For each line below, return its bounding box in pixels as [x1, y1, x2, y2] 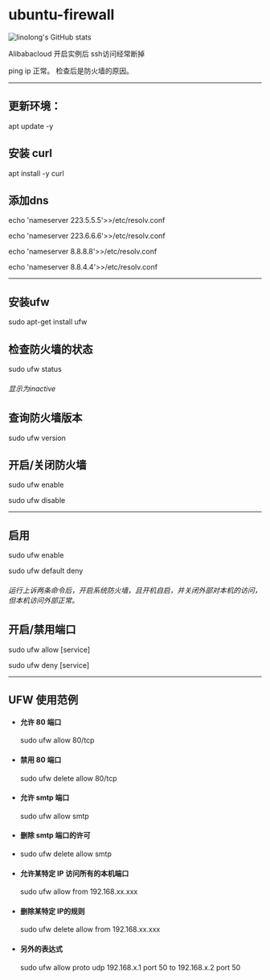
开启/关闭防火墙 [8, 459, 87, 472]
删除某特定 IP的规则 [19, 906, 86, 916]
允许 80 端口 [19, 717, 62, 727]
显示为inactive [8, 384, 56, 393]
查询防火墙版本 [8, 411, 83, 425]
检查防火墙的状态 [8, 342, 93, 356]
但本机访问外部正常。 [8, 595, 79, 605]
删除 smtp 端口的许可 [19, 830, 91, 840]
